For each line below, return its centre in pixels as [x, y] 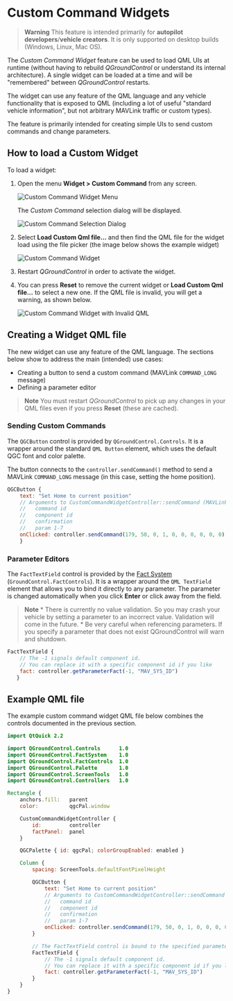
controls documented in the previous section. [72, 723]
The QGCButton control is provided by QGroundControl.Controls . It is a [105, 441]
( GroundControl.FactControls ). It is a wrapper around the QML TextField [109, 582]
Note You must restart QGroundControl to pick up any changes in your [125, 401]
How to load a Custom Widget [73, 153]
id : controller [66, 825]
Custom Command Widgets [88, 13]
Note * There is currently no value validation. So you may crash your [122, 609]
